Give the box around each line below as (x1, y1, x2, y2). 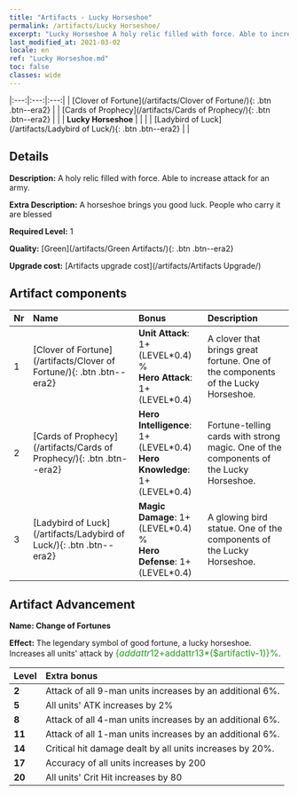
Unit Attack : (138, 327, 190, 340)
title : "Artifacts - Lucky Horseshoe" (9, 12, 153, 22)
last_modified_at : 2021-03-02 (9, 37, 122, 47)
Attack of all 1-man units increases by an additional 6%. (45, 728, 280, 741)
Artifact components (9, 286, 127, 301)
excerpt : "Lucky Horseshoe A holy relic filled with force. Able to (9, 29, 268, 38)
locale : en (9, 46, 50, 55)
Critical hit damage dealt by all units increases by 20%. (45, 743, 275, 755)
